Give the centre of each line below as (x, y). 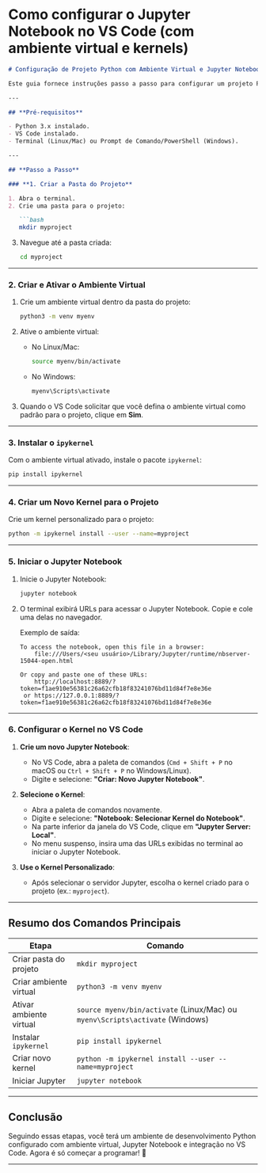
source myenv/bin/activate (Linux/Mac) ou (157, 1009)
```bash (31, 220)
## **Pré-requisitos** (46, 112)
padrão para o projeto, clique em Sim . (82, 414)
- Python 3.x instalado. (49, 127)
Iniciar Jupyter (39, 1080)
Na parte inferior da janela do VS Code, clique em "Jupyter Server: (141, 826)
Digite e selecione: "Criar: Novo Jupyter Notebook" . (118, 779)
